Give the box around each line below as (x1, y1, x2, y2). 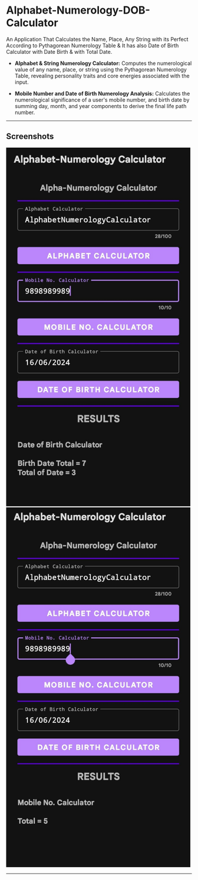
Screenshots (6, 131, 54, 142)
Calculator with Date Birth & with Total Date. (6, 48, 113, 55)
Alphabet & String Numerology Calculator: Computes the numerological (14, 60, 192, 67)
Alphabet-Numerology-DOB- (6, 4, 150, 17)
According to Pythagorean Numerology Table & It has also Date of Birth (6, 42, 179, 49)
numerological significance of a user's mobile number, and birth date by (14, 96, 190, 103)
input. (14, 78, 29, 86)
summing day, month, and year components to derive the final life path (14, 102, 187, 109)
